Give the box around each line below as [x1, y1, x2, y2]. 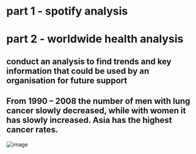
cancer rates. [6, 125, 59, 135]
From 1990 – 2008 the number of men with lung [6, 96, 191, 107]
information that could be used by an [6, 66, 150, 76]
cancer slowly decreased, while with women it [6, 105, 186, 116]
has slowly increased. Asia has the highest [6, 115, 172, 125]
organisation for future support [6, 75, 128, 86]
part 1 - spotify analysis [6, 4, 128, 18]
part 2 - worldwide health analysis [6, 32, 184, 46]
